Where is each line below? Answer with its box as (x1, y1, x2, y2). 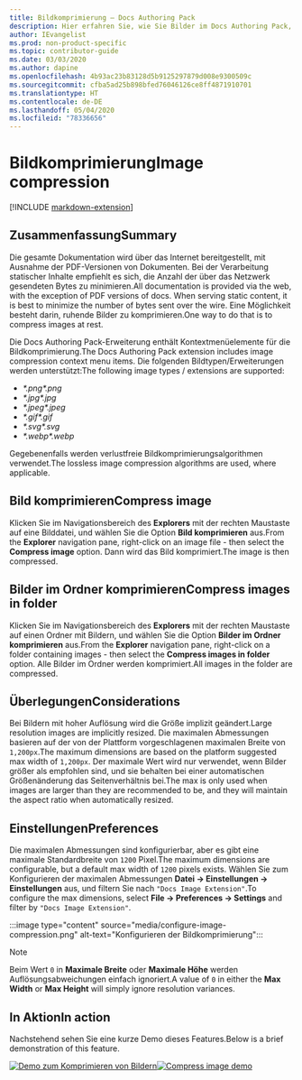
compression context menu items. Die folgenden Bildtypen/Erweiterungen (9, 355, 284, 366)
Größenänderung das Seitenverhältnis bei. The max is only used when (9, 775, 268, 786)
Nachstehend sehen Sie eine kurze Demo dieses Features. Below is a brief (9, 1033, 284, 1044)
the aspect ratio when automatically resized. (9, 795, 174, 806)
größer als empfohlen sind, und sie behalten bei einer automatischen (9, 766, 265, 777)
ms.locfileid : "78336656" (9, 114, 106, 123)
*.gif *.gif (22, 411, 53, 422)
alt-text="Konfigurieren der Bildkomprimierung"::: (79, 929, 263, 940)
